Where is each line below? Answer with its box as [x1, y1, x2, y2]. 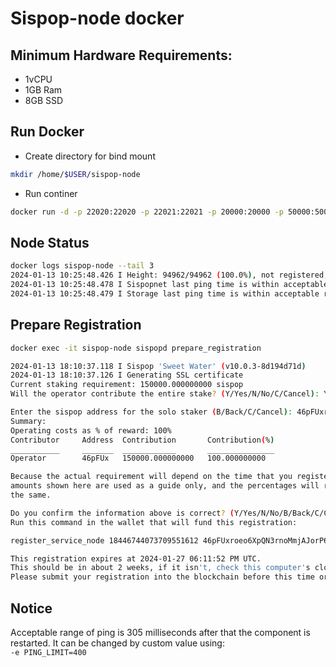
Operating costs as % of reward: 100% [10, 425, 172, 436]
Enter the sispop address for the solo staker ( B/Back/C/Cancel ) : [10, 407, 293, 417]
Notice [10, 600, 53, 617]
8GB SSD [24, 95, 64, 106]
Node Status [10, 234, 90, 251]
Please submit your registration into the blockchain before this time [10, 572, 315, 582]
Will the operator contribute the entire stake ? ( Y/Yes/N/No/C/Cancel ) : [10, 389, 320, 399]
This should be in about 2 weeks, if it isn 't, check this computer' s [10, 563, 311, 573]
